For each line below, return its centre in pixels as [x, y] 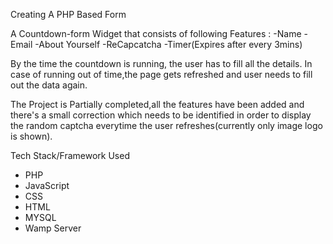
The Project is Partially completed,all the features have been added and [157, 104]
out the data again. [49, 85]
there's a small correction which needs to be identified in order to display [161, 115]
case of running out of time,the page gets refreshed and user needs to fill [161, 74]
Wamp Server [53, 228]
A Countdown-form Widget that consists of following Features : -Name [156, 33]
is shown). [31, 136]
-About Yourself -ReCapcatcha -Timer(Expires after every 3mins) [168, 44]
